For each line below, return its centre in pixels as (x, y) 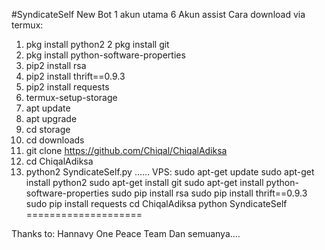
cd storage (48, 129)
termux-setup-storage (71, 97)
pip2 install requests (67, 87)
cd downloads (55, 140)
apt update (48, 108)
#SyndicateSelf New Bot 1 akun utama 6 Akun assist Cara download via (158, 14)
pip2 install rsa (56, 65)
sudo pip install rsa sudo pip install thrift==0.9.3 (209, 193)
